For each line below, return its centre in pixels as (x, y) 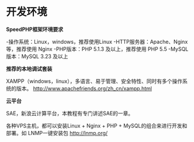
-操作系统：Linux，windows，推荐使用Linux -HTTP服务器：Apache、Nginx (97, 41)
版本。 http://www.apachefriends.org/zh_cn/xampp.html (84, 88)
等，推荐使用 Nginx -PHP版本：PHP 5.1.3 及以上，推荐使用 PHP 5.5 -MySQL (97, 49)
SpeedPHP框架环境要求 (35, 29)
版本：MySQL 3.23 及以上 (37, 56)
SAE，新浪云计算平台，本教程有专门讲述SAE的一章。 (70, 113)
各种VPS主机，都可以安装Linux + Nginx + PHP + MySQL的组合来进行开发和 (97, 126)
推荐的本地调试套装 (29, 68)
